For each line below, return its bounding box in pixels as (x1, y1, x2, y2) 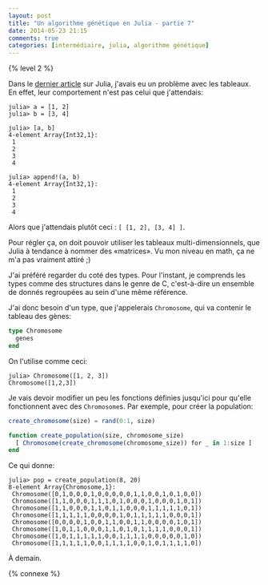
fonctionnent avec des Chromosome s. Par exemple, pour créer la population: (8, 401, 254, 411)
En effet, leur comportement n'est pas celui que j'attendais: (8, 87, 204, 97)
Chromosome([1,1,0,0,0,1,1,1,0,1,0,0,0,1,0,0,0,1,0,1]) (11, 498, 202, 506)
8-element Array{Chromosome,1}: (8, 483, 116, 491)
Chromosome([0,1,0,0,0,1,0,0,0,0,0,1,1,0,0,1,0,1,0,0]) (11, 490, 202, 498)
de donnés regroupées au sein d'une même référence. (8, 288, 188, 297)
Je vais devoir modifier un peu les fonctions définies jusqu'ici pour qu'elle (8, 393, 252, 402)
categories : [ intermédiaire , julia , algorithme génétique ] (8, 42, 210, 50)
